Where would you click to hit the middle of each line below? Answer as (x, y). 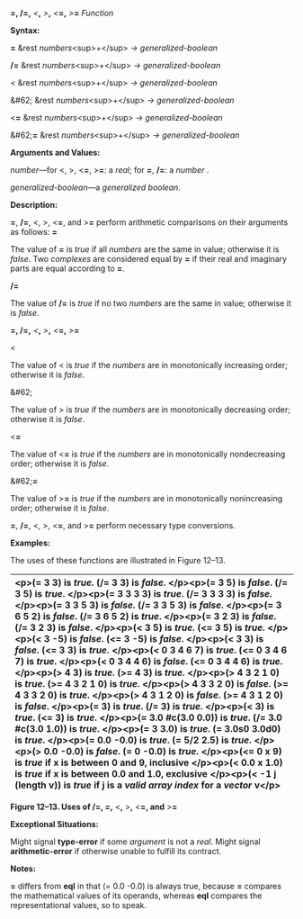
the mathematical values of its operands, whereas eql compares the (136, 896)
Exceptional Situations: (54, 824)
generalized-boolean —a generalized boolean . (95, 187)
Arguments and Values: (55, 153)
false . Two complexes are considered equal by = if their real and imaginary (148, 259)
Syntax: (25, 30)
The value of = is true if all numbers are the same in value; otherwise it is (145, 249)
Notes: (23, 869)
